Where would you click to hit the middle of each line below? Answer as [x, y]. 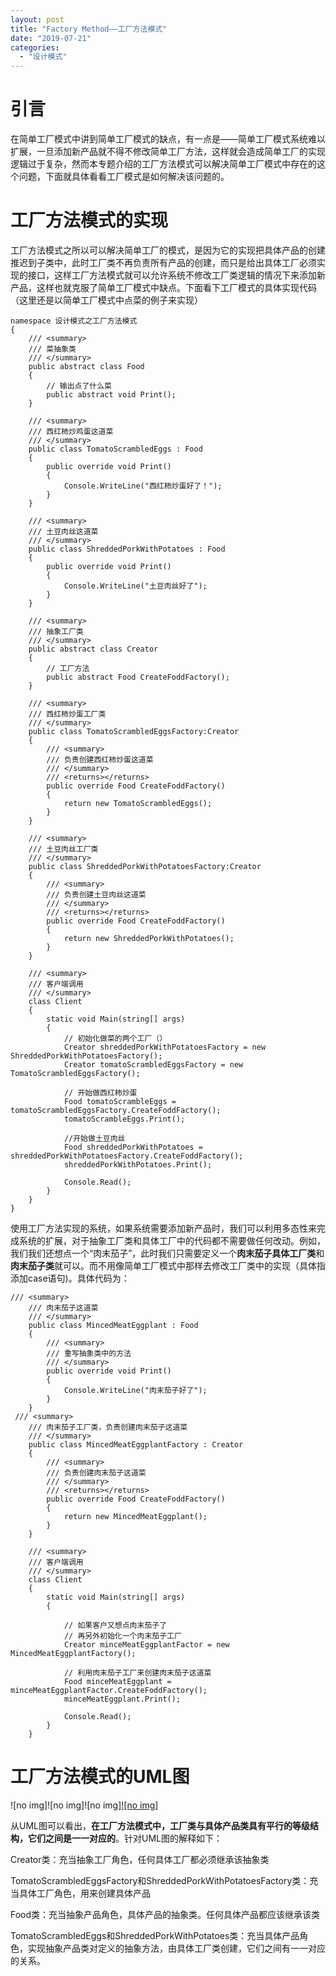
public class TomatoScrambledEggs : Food [115, 449]
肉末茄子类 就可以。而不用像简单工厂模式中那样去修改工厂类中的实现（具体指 [168, 1265]
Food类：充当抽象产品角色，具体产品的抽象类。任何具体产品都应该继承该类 [165, 1914]
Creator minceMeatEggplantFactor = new [146, 1645]
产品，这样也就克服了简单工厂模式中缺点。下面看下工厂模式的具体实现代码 [163, 287]
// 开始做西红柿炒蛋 [100, 1093]
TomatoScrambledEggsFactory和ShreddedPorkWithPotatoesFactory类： [160, 1880]
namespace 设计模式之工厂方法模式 [74, 321]
